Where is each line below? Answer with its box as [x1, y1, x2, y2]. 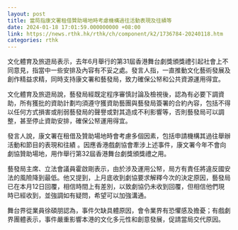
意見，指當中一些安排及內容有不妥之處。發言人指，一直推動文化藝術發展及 [13, 66, 231, 75]
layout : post [7, 10, 46, 18]
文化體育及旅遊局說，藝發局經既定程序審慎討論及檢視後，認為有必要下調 [7, 90, 218, 99]
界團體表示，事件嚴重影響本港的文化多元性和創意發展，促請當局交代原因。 [7, 215, 225, 224]
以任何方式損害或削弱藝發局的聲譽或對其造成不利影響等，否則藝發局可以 [7, 108, 218, 116]
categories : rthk [7, 37, 59, 44]
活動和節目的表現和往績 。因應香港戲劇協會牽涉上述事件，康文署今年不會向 [7, 141, 227, 149]
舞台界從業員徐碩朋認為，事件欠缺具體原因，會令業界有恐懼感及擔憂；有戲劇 [7, 207, 231, 215]
